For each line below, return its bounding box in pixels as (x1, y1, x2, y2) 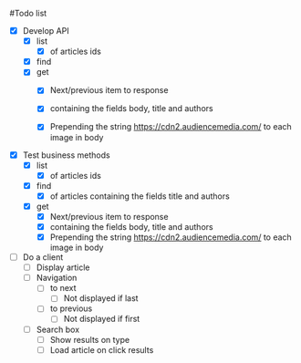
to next (49, 283, 77, 294)
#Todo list (9, 8, 47, 18)
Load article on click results (49, 344, 154, 355)
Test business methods (22, 150, 111, 161)
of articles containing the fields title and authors (49, 191, 230, 202)
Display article (36, 262, 90, 273)
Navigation (36, 273, 78, 284)
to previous (49, 303, 93, 314)
